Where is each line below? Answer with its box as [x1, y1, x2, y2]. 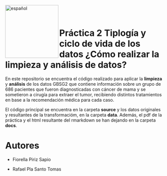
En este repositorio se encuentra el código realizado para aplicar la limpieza [5, 75, 162, 82]
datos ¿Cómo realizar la [59, 49, 159, 60]
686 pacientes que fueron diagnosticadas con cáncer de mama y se [5, 86, 146, 92]
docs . [5, 122, 17, 128]
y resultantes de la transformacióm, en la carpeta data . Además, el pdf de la [5, 112, 162, 118]
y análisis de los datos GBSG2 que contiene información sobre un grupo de [5, 81, 161, 87]
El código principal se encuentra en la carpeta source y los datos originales [5, 106, 161, 112]
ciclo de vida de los [59, 38, 141, 49]
